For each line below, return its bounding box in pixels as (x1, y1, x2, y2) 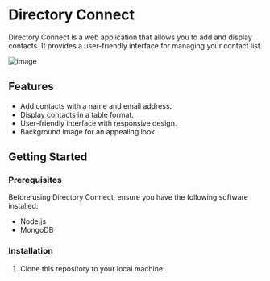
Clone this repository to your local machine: (19, 263, 165, 273)
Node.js (19, 217, 47, 226)
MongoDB (19, 225, 54, 235)
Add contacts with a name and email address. (19, 101, 172, 110)
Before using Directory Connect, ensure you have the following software (8, 192, 248, 202)
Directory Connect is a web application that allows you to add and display (8, 32, 252, 42)
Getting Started (8, 151, 88, 164)
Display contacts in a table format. (19, 110, 135, 119)
